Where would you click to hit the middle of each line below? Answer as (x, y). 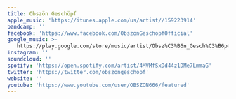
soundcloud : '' (29, 59)
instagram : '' (28, 53)
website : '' (25, 78)
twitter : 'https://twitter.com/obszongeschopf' (78, 72)
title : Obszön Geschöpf (42, 14)
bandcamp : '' (26, 26)
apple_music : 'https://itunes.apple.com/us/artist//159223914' (102, 20)
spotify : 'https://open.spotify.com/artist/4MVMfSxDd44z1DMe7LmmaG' (110, 66)
